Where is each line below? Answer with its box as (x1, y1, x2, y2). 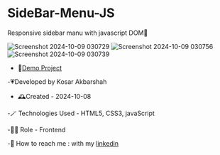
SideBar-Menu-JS (7, 5, 115, 21)
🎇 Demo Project (17, 63, 62, 72)
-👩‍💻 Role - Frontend (7, 125, 66, 134)
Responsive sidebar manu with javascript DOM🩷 (7, 28, 148, 37)
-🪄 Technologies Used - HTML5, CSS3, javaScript (7, 109, 155, 117)
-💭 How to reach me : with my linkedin (7, 139, 119, 147)
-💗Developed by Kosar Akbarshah (7, 77, 107, 86)
